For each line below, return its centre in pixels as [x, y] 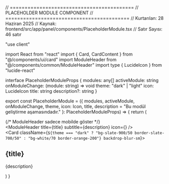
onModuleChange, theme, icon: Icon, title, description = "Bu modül [76, 106]
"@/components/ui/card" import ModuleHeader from [61, 60]
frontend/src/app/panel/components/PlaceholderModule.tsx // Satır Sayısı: [84, 29]
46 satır [14, 34]
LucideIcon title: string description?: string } [51, 91]
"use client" [18, 44]
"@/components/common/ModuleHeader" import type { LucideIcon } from [84, 65]
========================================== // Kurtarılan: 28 [84, 18]
